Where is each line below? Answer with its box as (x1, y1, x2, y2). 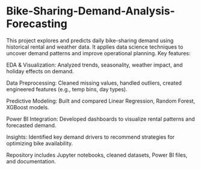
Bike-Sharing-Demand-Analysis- (6, 4, 176, 18)
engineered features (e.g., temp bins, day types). (6, 85, 128, 93)
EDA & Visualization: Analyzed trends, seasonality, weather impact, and (6, 61, 183, 68)
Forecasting (6, 17, 67, 31)
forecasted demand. (6, 121, 57, 129)
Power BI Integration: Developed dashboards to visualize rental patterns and (6, 115, 196, 123)
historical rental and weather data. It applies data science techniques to (6, 43, 184, 50)
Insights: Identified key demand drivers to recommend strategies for (6, 133, 175, 141)
